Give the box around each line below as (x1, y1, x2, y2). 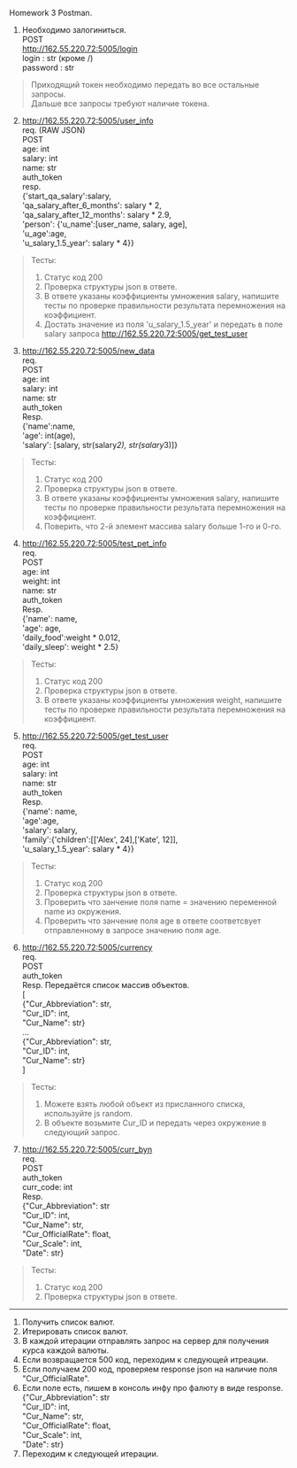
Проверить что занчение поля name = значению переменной (43, 897, 277, 907)
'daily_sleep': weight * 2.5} (21, 642, 119, 652)
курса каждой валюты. (21, 1345, 110, 1356)
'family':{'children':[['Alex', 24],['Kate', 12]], (21, 834, 179, 845)
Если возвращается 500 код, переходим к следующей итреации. (21, 1355, 269, 1364)
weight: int (21, 576, 61, 586)
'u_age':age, (21, 228, 67, 238)
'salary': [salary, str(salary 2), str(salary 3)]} (21, 440, 179, 450)
